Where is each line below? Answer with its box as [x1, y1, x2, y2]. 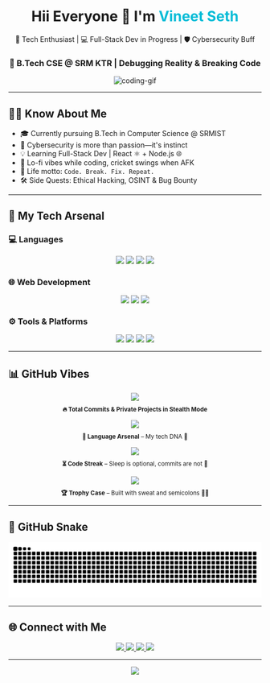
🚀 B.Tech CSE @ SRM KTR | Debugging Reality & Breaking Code [9, 57, 261, 68]
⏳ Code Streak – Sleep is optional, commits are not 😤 [61, 459, 209, 468]
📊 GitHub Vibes [8, 366, 90, 381]
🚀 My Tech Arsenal [8, 209, 104, 223]
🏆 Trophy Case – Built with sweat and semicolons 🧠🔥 [60, 489, 210, 497]
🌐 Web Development [8, 276, 91, 288]
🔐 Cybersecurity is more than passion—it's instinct [19, 140, 188, 150]
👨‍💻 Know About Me [8, 106, 107, 120]
